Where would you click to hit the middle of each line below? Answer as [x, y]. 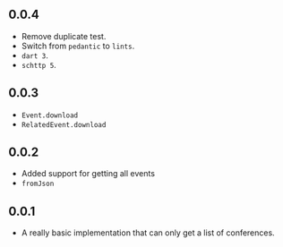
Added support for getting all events [88, 174]
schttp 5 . [39, 64]
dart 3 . [34, 55]
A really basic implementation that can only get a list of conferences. [148, 233]
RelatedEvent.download [64, 124]
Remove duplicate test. [64, 36]
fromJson [38, 184]
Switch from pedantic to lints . [78, 46]
